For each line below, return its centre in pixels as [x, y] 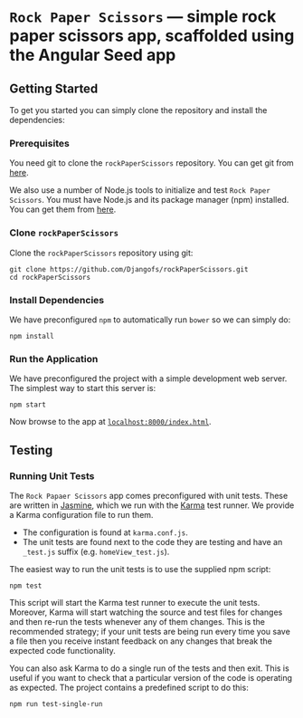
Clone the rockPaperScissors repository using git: [101, 253]
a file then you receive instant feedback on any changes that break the [141, 641]
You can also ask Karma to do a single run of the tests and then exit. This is [149, 668]
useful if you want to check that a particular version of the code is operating [151, 677]
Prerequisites [39, 143]
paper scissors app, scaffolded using [152, 36]
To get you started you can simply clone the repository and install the [138, 110]
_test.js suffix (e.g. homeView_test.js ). [96, 551]
